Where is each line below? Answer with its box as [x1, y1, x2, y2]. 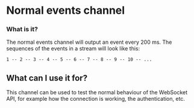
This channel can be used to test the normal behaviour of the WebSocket [6, 89, 188, 96]
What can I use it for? [6, 73, 88, 83]
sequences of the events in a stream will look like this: [6, 45, 140, 52]
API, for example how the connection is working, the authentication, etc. [6, 95, 186, 103]
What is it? [6, 25, 38, 34]
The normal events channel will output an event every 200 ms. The [6, 38, 172, 46]
